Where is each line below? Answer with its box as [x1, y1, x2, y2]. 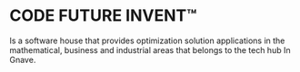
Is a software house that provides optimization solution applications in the [9, 35, 285, 46]
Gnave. [9, 54, 36, 65]
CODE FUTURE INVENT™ [9, 5, 197, 26]
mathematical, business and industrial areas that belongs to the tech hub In [9, 44, 291, 55]
